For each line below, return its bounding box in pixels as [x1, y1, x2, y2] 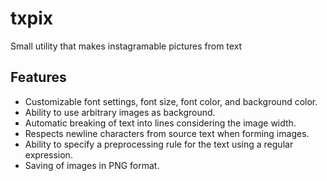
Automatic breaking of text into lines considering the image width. [24, 117, 297, 129]
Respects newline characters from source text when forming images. [24, 127, 310, 139]
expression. [24, 148, 73, 161]
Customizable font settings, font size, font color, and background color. [24, 95, 318, 107]
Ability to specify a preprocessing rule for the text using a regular [24, 138, 294, 150]
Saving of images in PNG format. [24, 159, 160, 171]
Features [10, 69, 67, 86]
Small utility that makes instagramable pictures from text [10, 40, 243, 52]
